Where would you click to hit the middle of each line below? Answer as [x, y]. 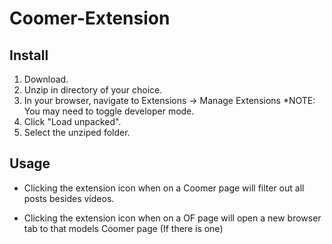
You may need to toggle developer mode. [109, 111]
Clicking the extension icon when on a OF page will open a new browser [172, 218]
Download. [46, 79]
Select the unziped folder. [77, 132]
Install [29, 55]
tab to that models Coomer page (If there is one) [123, 228]
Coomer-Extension [90, 18]
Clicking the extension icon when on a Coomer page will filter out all [164, 188]
